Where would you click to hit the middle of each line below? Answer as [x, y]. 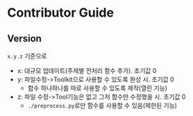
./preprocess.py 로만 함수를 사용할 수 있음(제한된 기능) [102, 105]
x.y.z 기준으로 [27, 56]
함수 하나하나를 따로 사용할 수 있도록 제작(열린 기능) [98, 88]
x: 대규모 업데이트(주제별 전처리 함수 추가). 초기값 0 [87, 71]
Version [24, 39]
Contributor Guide [61, 13]
